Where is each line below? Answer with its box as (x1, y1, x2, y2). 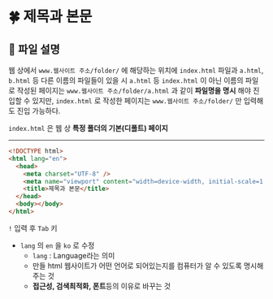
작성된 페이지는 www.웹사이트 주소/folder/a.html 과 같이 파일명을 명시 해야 (16, 86, 252, 95)
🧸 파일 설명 (8, 42, 61, 56)
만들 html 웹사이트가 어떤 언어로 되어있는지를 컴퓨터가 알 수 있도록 (32, 261, 242, 271)
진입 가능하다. (16, 106, 61, 115)
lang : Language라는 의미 (32, 250, 115, 260)
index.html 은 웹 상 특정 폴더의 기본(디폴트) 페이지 (8, 123, 168, 132)
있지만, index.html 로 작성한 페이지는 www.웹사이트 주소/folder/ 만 (32, 96, 242, 106)
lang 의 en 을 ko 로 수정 (19, 240, 95, 250)
